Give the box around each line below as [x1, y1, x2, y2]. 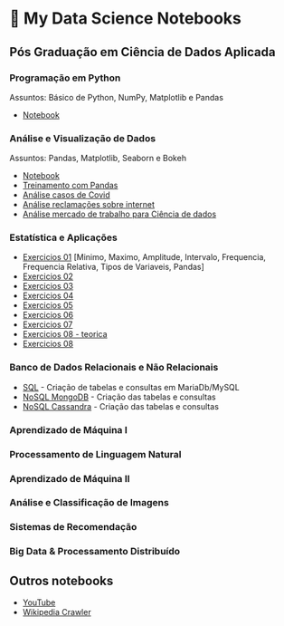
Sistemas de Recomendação [9, 521, 137, 534]
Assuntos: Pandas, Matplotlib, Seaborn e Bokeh [9, 153, 187, 164]
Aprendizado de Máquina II [9, 472, 130, 485]
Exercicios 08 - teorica [22, 329, 108, 340]
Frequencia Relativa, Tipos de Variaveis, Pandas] [22, 262, 205, 273]
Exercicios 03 [22, 281, 74, 292]
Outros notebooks [9, 573, 114, 588]
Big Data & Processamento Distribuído [9, 545, 181, 558]
